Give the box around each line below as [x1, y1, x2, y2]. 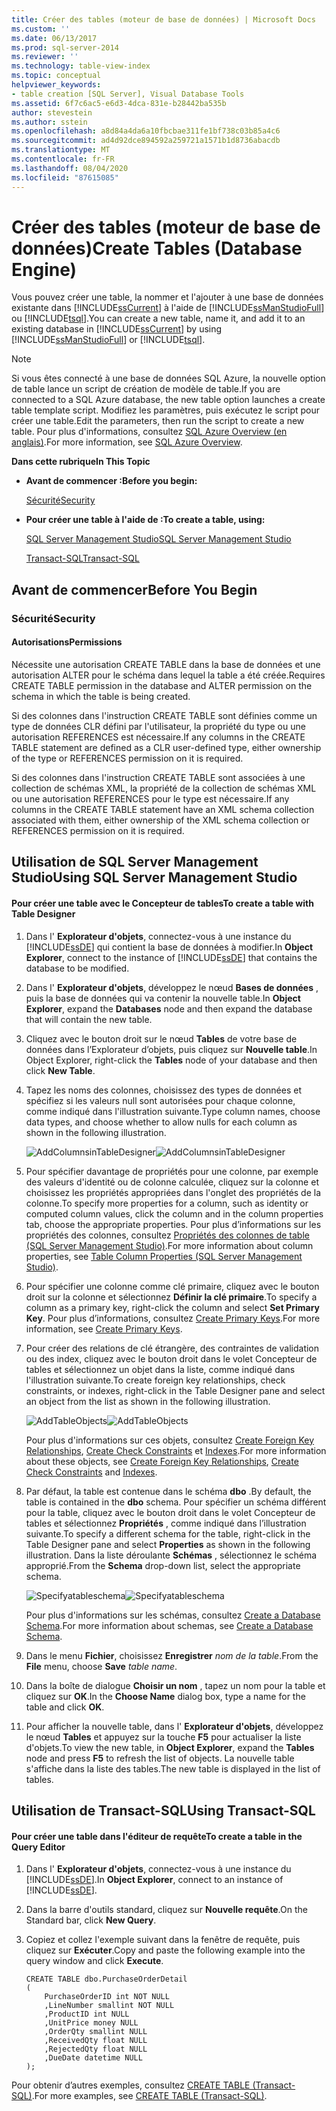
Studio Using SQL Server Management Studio [11, 869, 298, 886]
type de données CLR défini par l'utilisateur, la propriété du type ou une [11, 720, 306, 732]
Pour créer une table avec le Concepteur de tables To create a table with [11, 897, 314, 909]
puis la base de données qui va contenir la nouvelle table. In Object [25, 992, 301, 1004]
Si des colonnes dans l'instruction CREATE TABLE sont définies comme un [11, 709, 318, 721]
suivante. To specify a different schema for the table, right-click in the [25, 1527, 311, 1540]
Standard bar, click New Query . [25, 1914, 157, 1926]
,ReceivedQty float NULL [44, 2036, 148, 2046]
